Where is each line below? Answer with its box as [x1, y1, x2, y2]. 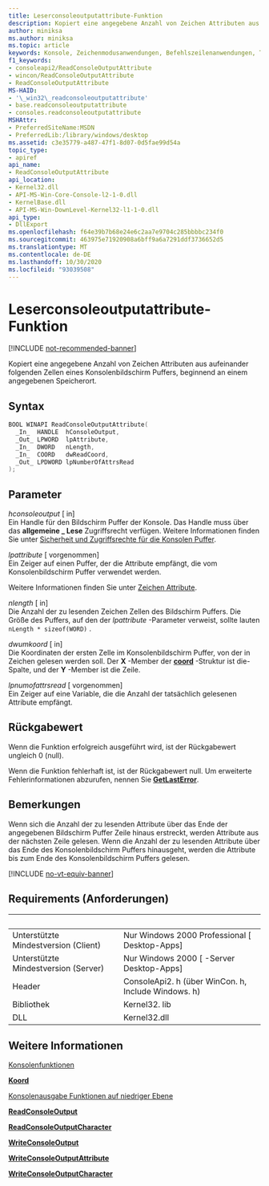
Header [12, 981, 41, 992]
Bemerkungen [8, 798, 82, 811]
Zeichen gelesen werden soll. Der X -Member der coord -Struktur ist [8, 656, 235, 666]
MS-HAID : [8, 86, 38, 95]
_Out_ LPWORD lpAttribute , [15, 435, 110, 444]
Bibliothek [12, 998, 50, 1009]
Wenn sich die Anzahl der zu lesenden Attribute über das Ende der [8, 819, 228, 829]
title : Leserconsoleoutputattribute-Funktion [8, 11, 163, 20]
